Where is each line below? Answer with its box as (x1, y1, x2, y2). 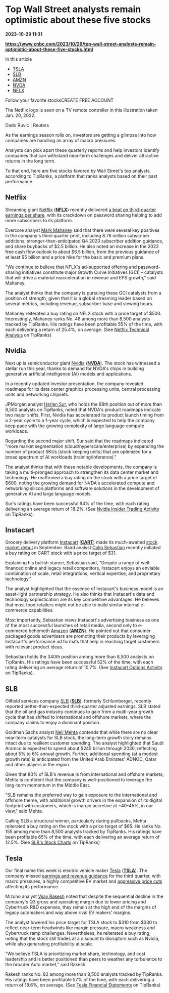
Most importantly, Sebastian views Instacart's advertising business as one (5, 617, 159, 623)
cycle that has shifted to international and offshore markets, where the (5, 714, 151, 720)
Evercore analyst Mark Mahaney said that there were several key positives (5, 227, 160, 233)
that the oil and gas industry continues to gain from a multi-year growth (5, 709, 154, 715)
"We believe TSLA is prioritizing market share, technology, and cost (5, 950, 146, 957)
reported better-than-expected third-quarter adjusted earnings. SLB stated (5, 704, 161, 710)
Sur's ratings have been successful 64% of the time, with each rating (5, 500, 149, 507)
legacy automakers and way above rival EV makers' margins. (5, 909, 132, 916)
